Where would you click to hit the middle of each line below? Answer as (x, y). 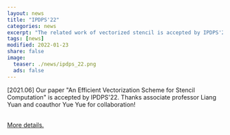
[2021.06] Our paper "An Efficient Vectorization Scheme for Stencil (101, 90)
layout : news (26, 13)
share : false (26, 52)
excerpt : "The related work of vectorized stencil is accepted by (104, 32)
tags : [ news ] (26, 39)
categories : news (32, 26)
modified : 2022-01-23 (38, 45)
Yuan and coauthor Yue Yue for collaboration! (71, 104)
